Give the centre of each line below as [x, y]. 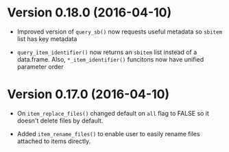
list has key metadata [47, 38]
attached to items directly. [54, 141]
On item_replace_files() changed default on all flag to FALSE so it [113, 113]
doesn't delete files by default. [60, 121]
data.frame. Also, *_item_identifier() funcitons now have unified [110, 59]
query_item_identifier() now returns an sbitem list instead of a [107, 52]
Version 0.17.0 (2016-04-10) [88, 94]
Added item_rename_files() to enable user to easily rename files [108, 134]
